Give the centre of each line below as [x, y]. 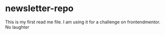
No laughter [17, 27]
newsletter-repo [39, 9]
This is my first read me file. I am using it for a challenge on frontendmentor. [83, 22]
